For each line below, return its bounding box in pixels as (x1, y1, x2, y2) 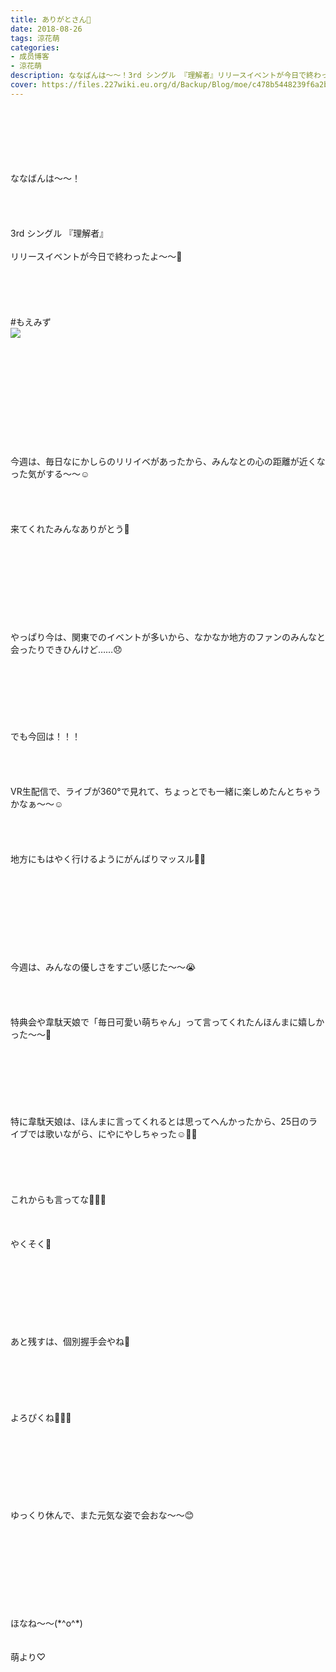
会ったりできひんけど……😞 (10, 643, 123, 655)
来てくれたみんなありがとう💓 (10, 522, 130, 535)
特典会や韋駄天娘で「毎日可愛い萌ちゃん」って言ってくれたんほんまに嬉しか (10, 1016, 325, 1028)
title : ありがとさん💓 (10, 14, 92, 25)
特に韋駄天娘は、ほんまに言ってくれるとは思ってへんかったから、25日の (10, 1115, 310, 1127)
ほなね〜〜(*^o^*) (10, 1617, 83, 1629)
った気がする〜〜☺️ (10, 467, 90, 480)
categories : (10, 42, 60, 53)
